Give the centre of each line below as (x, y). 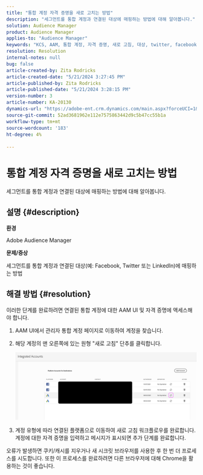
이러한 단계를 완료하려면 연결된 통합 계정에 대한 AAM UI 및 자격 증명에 (89, 310)
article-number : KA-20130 (39, 103)
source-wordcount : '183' (37, 128)
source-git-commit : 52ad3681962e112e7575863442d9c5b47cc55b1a (86, 115)
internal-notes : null (34, 58)
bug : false (20, 64)
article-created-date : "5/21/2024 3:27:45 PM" (66, 77)
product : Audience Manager (40, 32)
